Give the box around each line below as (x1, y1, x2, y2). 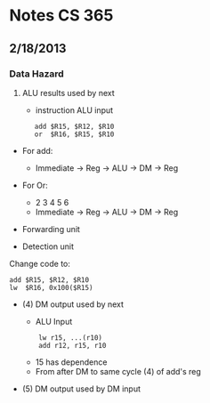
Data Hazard (9, 68, 64, 80)
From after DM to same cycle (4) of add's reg (35, 366, 202, 376)
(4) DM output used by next (21, 299, 125, 310)
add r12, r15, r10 (38, 341, 107, 350)
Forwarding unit (21, 223, 80, 234)
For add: (21, 145, 53, 156)
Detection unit (21, 241, 74, 252)
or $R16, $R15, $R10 (34, 130, 115, 139)
